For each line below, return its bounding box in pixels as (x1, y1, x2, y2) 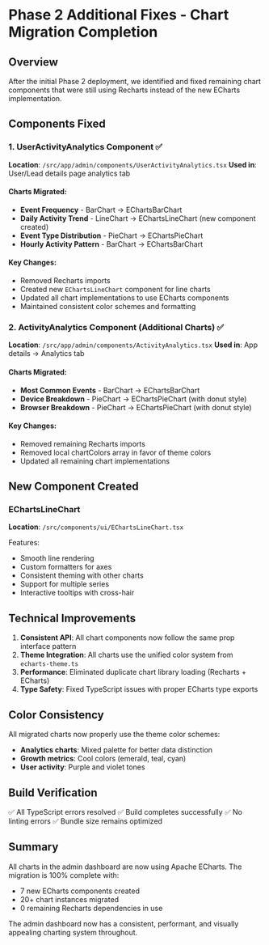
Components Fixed (8, 117, 107, 131)
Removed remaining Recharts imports (19, 439, 145, 448)
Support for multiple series (19, 579, 110, 589)
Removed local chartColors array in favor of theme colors (19, 447, 212, 457)
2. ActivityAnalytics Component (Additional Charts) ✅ (8, 322, 225, 333)
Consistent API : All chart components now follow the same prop (19, 633, 235, 642)
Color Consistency (8, 708, 104, 722)
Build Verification (8, 786, 99, 799)
